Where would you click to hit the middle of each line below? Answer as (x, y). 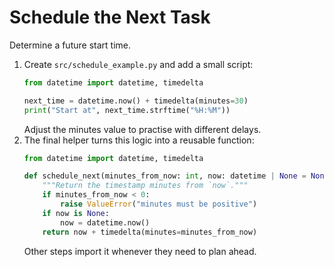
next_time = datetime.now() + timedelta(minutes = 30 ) (136, 101)
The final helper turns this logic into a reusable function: (139, 140)
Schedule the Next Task (110, 17)
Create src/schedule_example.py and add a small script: (138, 64)
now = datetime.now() (105, 222)
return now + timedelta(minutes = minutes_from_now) (150, 232)
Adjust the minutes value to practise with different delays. (142, 129)
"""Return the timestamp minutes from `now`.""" (145, 186)
